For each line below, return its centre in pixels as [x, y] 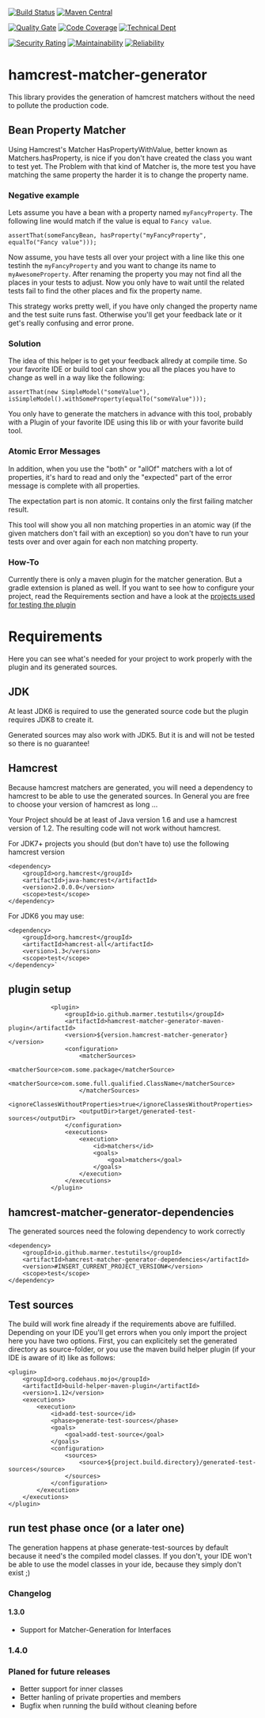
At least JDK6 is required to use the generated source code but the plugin [129, 711]
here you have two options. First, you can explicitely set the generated [123, 1340]
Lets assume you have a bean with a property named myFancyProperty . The [131, 213]
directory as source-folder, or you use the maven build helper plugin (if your [132, 1349]
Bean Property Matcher [67, 130]
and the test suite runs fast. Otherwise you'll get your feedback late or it [125, 315]
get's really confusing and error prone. [71, 323]
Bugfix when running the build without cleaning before [108, 1706]
